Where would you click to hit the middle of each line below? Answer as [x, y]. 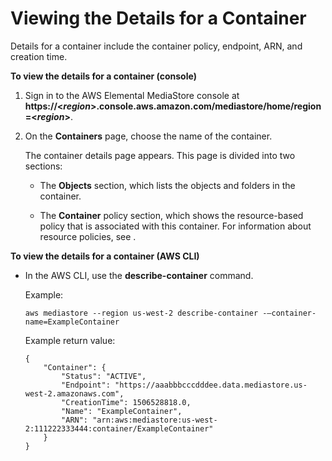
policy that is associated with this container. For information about [175, 226]
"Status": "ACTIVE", [104, 376]
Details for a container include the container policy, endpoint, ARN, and [156, 46]
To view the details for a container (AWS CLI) [105, 256]
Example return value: [70, 340]
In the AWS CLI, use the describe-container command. [139, 275]
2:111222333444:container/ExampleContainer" [119, 428]
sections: [43, 166]
